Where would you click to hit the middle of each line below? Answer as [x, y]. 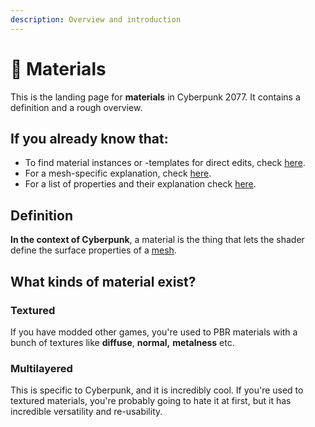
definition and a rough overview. [76, 107]
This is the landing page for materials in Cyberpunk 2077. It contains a [155, 97]
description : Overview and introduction [96, 19]
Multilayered [41, 368]
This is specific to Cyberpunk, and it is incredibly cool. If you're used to [157, 390]
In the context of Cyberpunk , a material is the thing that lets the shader [157, 240]
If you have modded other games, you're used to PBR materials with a [154, 332]
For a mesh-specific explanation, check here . [118, 173]
